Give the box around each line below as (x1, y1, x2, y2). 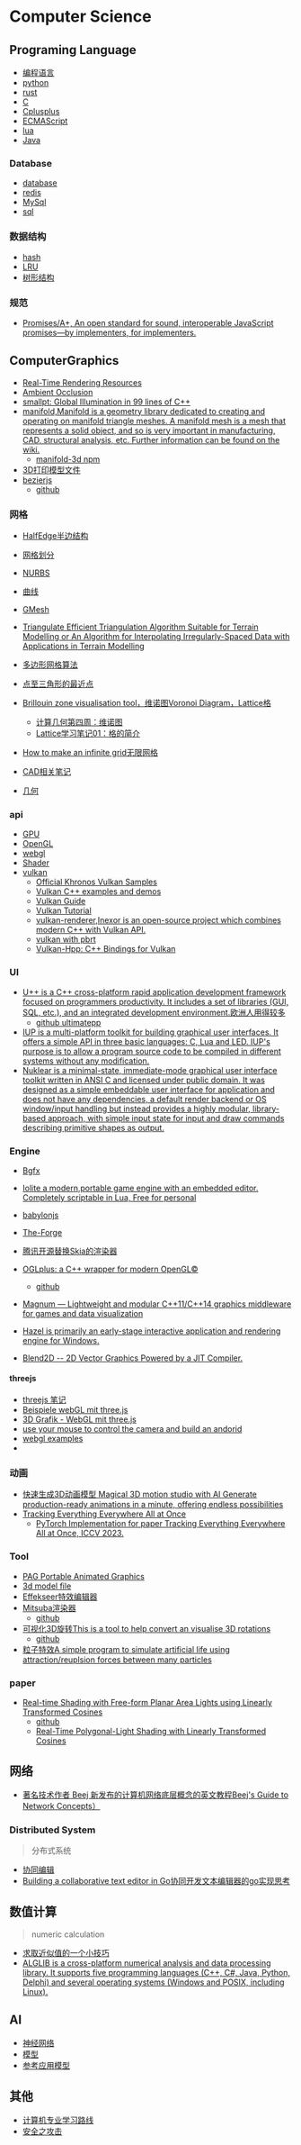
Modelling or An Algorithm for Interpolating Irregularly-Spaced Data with (22, 631, 290, 641)
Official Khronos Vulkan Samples (35, 876, 157, 888)
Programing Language (9, 42, 137, 58)
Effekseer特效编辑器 (22, 1591, 98, 1602)
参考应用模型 (22, 2059, 70, 2070)
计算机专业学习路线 (22, 2114, 94, 2125)
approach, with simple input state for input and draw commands (48, 1112, 285, 1123)
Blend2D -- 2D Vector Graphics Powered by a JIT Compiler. (22, 1353, 243, 1363)
